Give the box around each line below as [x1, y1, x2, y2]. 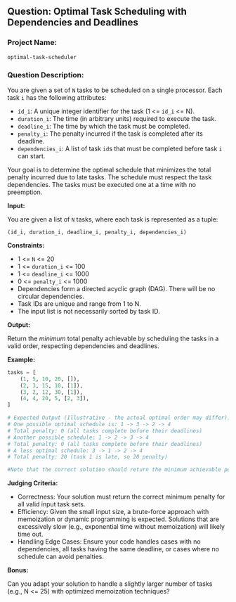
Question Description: [7, 70, 84, 79]
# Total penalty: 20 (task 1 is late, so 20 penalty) [7, 454, 169, 461]
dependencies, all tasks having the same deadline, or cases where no [17, 545, 220, 553]
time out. [17, 530, 44, 539]
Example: [7, 355, 36, 364]
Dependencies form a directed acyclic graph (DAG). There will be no [17, 284, 216, 293]
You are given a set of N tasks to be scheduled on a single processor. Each [7, 86, 223, 94]
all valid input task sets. [17, 500, 86, 508]
